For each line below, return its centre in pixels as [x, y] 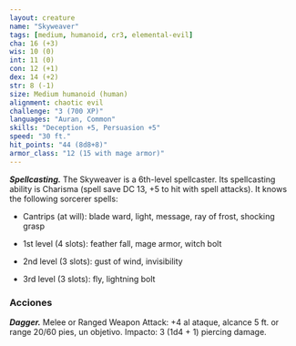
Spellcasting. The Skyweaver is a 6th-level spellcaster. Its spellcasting [143, 179]
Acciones [31, 302]
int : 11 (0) [32, 60]
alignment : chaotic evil [56, 102]
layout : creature [42, 18]
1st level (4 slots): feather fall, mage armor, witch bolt [122, 243]
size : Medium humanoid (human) [69, 94]
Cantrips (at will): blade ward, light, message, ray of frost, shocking [148, 216]
